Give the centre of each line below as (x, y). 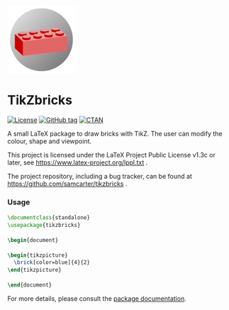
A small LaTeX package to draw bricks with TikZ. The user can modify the (115, 133)
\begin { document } (33, 240)
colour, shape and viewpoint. (50, 141)
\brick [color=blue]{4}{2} (52, 262)
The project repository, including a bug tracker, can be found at (100, 176)
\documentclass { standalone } (49, 218)
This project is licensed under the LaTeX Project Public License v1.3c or (112, 155)
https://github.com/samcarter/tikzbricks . (67, 184)
